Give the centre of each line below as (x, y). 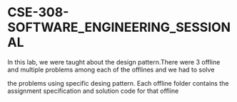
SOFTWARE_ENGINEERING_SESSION (119, 27)
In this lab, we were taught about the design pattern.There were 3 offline (114, 62)
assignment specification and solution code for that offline (93, 91)
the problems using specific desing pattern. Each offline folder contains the (118, 83)
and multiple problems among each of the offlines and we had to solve (111, 69)
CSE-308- (38, 12)
